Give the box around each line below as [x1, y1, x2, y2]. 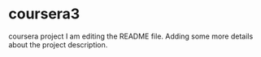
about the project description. [8, 39, 108, 49]
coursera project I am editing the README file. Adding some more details [8, 31, 254, 41]
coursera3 [8, 5, 80, 23]
